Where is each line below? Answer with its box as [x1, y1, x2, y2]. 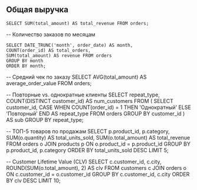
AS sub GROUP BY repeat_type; [6, 116, 84, 123]
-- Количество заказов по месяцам [6, 31, 96, 38]
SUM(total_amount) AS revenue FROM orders [6, 53, 112, 59]
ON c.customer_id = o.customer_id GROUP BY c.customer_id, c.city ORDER [6, 170, 190, 178]
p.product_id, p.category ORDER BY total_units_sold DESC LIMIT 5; [6, 146, 169, 153]
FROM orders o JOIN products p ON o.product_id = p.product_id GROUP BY [6, 140, 191, 147]
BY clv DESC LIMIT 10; [6, 177, 61, 184]
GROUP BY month [6, 57, 44, 64]
